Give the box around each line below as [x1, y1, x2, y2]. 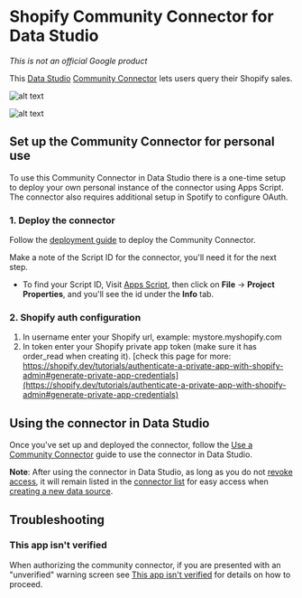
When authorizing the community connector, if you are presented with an [9, 559, 281, 570]
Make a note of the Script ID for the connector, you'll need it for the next [9, 252, 277, 263]
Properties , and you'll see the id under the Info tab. [22, 289, 215, 300]
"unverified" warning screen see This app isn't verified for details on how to [9, 569, 291, 580]
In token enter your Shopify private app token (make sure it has [22, 341, 257, 352]
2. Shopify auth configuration [9, 311, 142, 323]
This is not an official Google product [9, 55, 148, 66]
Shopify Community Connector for [9, 6, 274, 27]
